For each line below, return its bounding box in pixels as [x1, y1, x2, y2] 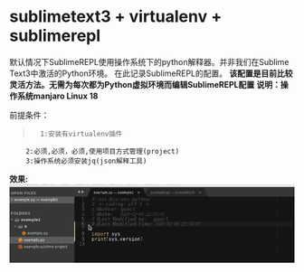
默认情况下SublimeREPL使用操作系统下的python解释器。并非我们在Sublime [9, 56, 290, 67]
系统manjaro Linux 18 [16, 90, 99, 101]
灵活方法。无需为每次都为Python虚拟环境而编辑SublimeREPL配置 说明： [9, 79, 280, 89]
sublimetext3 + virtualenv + [9, 6, 223, 27]
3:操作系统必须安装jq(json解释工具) [25, 156, 147, 165]
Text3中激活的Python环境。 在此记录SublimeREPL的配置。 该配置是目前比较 [9, 68, 293, 79]
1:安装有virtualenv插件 [40, 129, 123, 138]
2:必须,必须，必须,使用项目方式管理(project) [25, 146, 180, 155]
